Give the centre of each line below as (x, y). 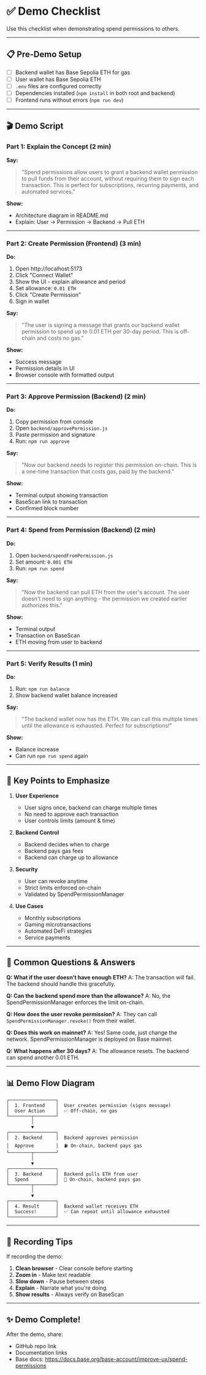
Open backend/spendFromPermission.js (64, 555)
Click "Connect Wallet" (44, 275)
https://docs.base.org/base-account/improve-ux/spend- (116, 1359)
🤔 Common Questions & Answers (71, 963)
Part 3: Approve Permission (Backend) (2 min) (76, 396)
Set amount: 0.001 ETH (44, 562)
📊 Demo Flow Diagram (51, 1083)
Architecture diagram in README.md (62, 215)
